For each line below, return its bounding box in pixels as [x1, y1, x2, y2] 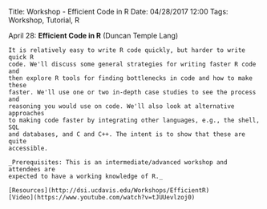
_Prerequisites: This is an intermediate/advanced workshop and [8, 159, 228, 167]
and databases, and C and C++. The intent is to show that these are [8, 131, 246, 139]
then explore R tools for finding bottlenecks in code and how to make [8, 74, 253, 82]
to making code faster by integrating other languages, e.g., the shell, [8, 116, 261, 124]
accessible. [8, 144, 48, 152]
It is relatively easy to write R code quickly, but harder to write [8, 46, 246, 54]
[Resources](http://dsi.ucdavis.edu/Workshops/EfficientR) [8, 187, 210, 195]
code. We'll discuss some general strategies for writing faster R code [8, 60, 257, 68]
